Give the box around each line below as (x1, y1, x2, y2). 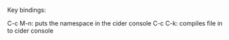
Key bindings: (7, 6, 46, 14)
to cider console (7, 27, 54, 34)
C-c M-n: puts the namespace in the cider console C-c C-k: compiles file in (7, 19, 223, 27)
